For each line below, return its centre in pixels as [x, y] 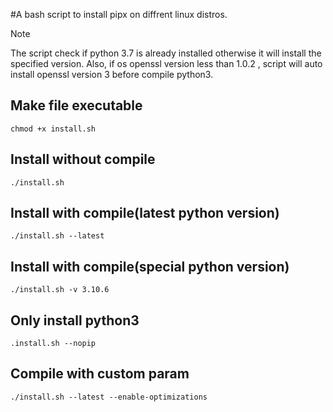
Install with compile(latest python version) [145, 213]
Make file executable [76, 105]
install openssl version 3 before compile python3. [112, 74]
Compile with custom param [100, 374]
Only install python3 [75, 320]
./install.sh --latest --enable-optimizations [109, 397]
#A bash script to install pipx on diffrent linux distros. [119, 14]
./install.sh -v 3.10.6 [60, 290]
